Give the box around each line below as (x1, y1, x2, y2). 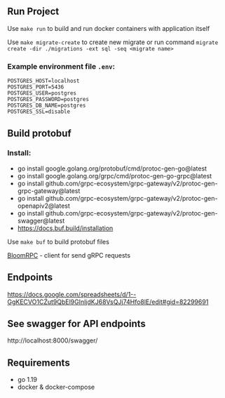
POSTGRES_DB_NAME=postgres (7, 102, 86, 110)
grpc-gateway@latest (17, 186, 81, 195)
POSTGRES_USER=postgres (7, 90, 77, 97)
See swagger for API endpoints (7, 318, 146, 329)
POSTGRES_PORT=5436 (7, 84, 64, 91)
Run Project (7, 6, 60, 18)
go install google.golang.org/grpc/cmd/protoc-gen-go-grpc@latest (17, 171, 212, 180)
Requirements (7, 357, 70, 369)
